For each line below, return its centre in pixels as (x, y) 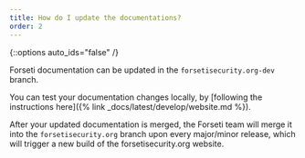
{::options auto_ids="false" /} (64, 52)
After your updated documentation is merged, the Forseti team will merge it (151, 124)
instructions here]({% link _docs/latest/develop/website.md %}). (130, 106)
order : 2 (26, 26)
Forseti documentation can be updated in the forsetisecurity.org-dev (142, 70)
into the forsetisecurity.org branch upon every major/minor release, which (152, 133)
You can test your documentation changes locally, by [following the (136, 97)
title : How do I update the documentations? (95, 18)
